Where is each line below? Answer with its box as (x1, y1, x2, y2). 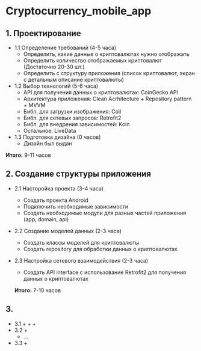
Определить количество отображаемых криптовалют (23, 57, 162, 64)
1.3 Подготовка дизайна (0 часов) (14, 133, 101, 141)
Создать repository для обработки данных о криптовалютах (23, 245, 178, 252)
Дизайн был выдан (23, 140, 73, 147)
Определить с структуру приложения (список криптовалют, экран (23, 70, 195, 76)
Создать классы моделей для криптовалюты (23, 239, 140, 246)
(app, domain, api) (23, 215, 69, 223)
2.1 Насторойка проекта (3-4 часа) (14, 185, 104, 192)
